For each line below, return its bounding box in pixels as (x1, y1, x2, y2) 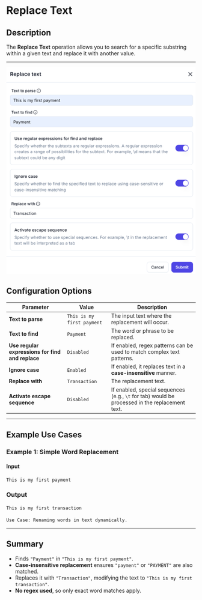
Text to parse (8, 315, 43, 323)
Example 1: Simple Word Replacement (6, 448, 119, 456)
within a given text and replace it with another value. (6, 50, 136, 57)
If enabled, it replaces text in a (111, 363, 186, 370)
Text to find (8, 330, 38, 338)
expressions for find (8, 348, 61, 355)
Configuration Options (6, 286, 92, 296)
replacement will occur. (111, 319, 170, 326)
